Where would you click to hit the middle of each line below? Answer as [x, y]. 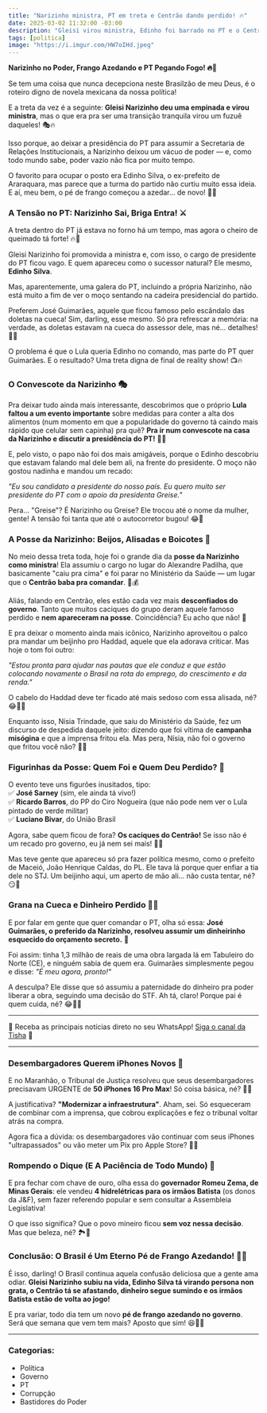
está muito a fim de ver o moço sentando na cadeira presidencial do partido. [133, 296]
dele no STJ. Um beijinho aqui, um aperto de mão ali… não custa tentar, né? [132, 876]
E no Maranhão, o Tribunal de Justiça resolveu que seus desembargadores [131, 1080]
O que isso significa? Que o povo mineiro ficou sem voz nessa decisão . [126, 1224]
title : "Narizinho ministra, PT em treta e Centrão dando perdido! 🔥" [128, 15]
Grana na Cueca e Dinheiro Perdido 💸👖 [83, 905]
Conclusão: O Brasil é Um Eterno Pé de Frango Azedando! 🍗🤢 [128, 1256]
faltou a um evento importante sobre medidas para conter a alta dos [121, 413]
